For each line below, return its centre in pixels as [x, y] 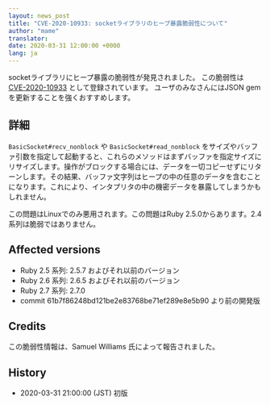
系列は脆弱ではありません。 [54, 223]
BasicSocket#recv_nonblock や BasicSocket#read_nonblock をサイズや [123, 146]
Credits [27, 326]
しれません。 [29, 196]
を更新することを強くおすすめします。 [72, 97]
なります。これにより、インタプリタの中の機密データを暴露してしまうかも [138, 186]
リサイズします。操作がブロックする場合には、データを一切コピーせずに [128, 166]
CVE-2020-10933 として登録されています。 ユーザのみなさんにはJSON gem [135, 87]
